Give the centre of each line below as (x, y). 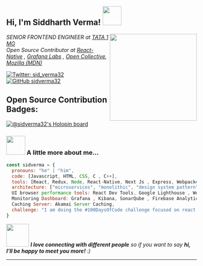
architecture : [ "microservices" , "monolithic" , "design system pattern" (105, 187)
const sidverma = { (31, 165)
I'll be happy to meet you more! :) (48, 251)
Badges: (22, 109)
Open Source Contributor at (41, 50)
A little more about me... (63, 152)
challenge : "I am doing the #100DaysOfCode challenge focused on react (104, 210)
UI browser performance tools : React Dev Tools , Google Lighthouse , (101, 193)
